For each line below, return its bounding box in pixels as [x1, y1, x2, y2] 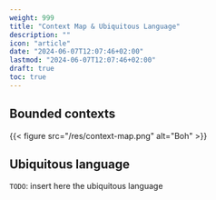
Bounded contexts [9, 106, 116, 122]
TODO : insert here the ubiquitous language [9, 181, 163, 192]
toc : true [9, 73, 47, 82]
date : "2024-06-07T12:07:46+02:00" [9, 47, 144, 56]
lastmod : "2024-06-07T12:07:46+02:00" [9, 55, 156, 65]
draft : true [9, 65, 54, 74]
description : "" [9, 30, 71, 39]
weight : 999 [9, 13, 54, 23]
